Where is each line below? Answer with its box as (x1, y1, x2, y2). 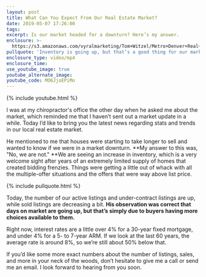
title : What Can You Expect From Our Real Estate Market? (6, 15, 158, 21)
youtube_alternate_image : (6, 72, 72, 78)
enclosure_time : (6, 60, 48, 66)
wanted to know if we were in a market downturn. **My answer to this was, (6, 144, 198, 152)
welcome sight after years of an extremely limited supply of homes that (6, 157, 186, 165)
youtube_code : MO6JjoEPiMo (6, 77, 75, 84)
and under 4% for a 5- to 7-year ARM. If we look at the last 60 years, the (6, 232, 190, 240)
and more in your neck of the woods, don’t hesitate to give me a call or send (6, 257, 199, 265)
